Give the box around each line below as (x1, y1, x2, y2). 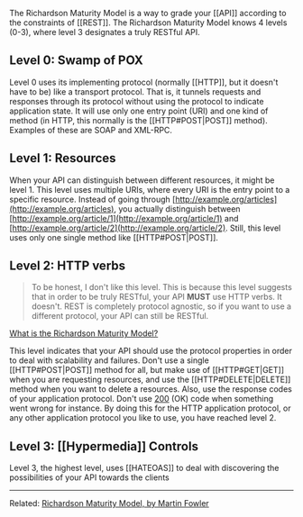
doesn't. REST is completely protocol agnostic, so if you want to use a (31, 301, 291, 312)
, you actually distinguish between (114, 203, 241, 214)
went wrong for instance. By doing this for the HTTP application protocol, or (9, 403, 291, 413)
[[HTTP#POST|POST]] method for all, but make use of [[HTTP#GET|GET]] (9, 365, 285, 376)
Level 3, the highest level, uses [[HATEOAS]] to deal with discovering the (9, 463, 280, 474)
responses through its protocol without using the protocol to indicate (9, 95, 264, 106)
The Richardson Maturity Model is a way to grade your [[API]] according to (9, 8, 287, 18)
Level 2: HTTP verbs (9, 258, 126, 274)
